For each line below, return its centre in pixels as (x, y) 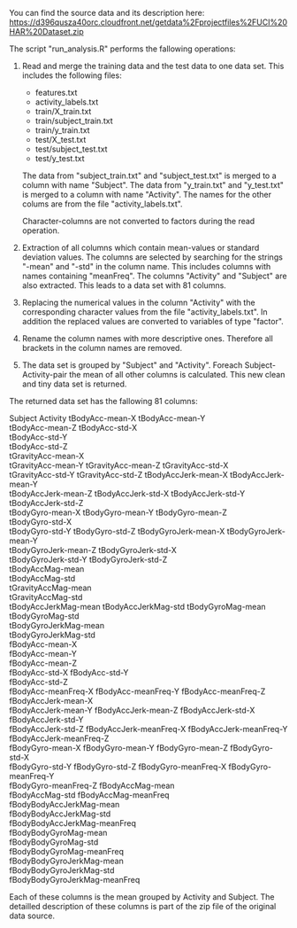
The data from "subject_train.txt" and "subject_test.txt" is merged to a (149, 175)
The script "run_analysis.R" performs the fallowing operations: (122, 49)
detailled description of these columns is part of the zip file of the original (143, 906)
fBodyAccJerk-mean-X (51, 701)
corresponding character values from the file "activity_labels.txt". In (145, 312)
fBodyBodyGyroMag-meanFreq (66, 851)
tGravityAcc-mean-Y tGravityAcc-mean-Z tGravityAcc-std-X (119, 465)
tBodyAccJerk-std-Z (46, 503)
